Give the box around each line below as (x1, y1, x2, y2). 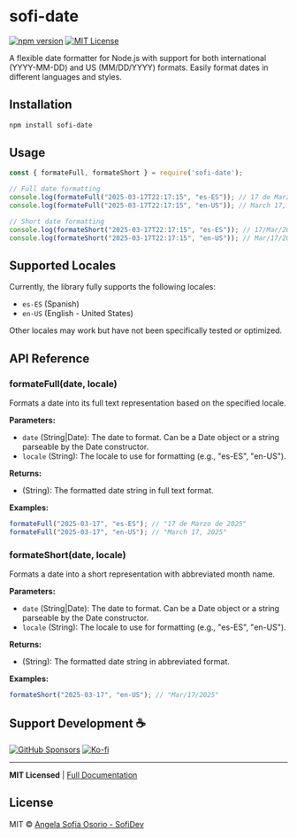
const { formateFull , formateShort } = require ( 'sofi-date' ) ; (9, 168, 243, 178)
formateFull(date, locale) (9, 377, 118, 390)
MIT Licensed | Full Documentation (9, 769, 138, 780)
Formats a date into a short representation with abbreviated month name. (9, 569, 276, 579)
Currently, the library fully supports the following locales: (9, 282, 217, 292)
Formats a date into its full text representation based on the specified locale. (9, 398, 286, 408)
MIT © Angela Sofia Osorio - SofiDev (9, 819, 144, 829)
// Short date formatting (9, 217, 104, 226)
